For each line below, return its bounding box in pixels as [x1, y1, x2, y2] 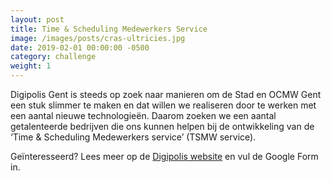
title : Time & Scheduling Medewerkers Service [10, 24, 208, 34]
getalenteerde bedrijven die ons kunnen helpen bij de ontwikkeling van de [10, 121, 315, 132]
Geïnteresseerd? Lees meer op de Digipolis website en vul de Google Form [10, 151, 319, 162]
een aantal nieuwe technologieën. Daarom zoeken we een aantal [10, 110, 277, 121]
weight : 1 [10, 61, 52, 71]
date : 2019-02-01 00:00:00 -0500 [10, 42, 150, 53]
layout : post [10, 14, 65, 25]
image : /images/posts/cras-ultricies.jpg [10, 33, 186, 43]
